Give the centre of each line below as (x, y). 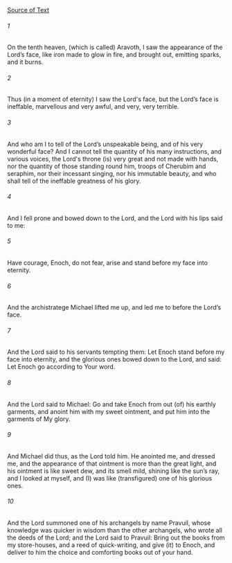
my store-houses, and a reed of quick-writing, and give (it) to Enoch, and (111, 545)
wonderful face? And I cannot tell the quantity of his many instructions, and (114, 151)
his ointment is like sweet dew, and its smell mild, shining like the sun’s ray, (114, 471)
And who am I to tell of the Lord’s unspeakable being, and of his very (105, 144)
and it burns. (25, 62)
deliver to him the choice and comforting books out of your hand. (100, 553)
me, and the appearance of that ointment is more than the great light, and (112, 463)
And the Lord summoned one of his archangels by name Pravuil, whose (109, 523)
